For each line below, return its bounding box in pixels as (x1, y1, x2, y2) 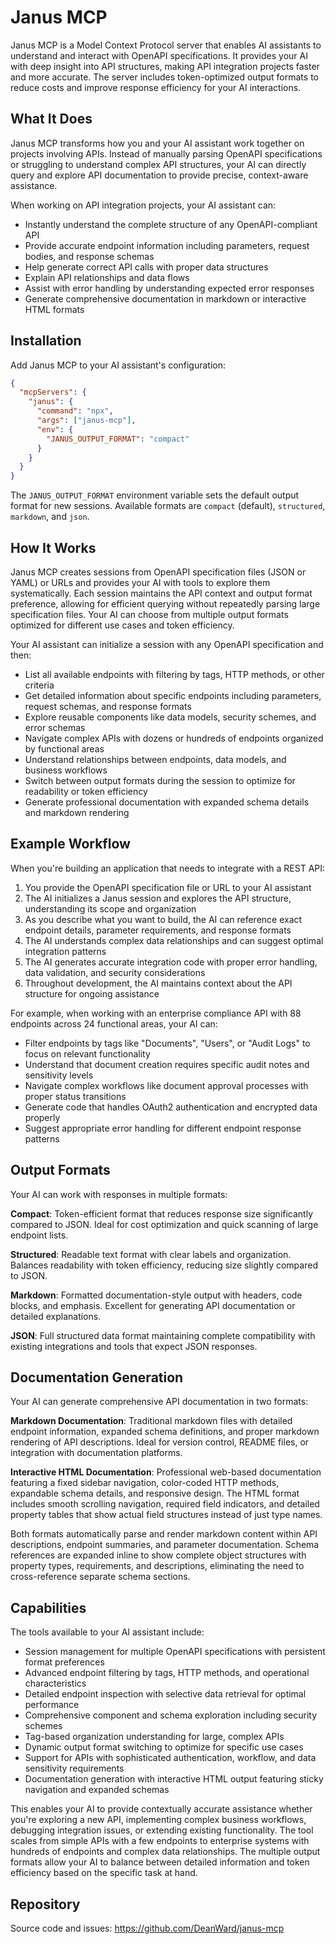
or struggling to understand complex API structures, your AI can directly (10, 158, 307, 170)
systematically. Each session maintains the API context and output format (10, 587, 313, 599)
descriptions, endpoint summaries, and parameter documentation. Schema (10, 1539, 320, 1551)
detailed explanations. (10, 1310, 102, 1322)
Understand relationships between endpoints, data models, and (24, 754, 287, 765)
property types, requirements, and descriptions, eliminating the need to (10, 1560, 305, 1572)
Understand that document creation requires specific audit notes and (24, 1058, 310, 1070)
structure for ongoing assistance (24, 987, 160, 1000)
